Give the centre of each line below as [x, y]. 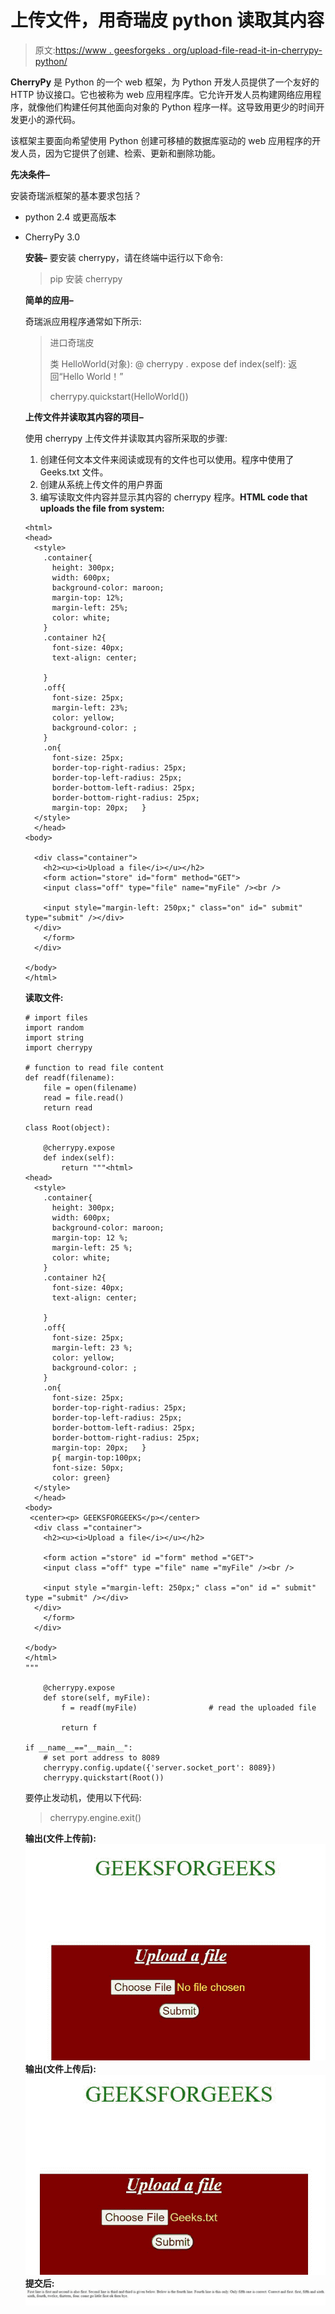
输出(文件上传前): [60, 1838]
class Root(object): [67, 1127]
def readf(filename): [69, 1077]
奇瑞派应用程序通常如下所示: [83, 321]
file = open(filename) [90, 1087]
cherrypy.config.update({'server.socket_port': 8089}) [160, 1767]
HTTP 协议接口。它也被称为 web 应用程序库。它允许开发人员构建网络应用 [161, 94]
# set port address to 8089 [101, 1757]
